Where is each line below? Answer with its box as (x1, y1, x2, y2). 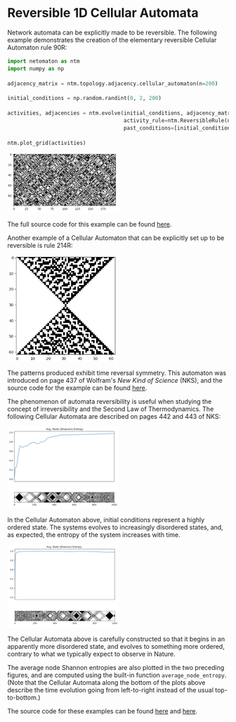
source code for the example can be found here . (7, 384, 147, 392)
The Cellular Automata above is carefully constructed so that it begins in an (7, 635, 225, 643)
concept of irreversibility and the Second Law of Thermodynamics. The (7, 405, 214, 413)
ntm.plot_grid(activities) (7, 139, 86, 146)
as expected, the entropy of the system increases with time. (7, 530, 181, 539)
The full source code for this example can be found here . (7, 220, 172, 228)
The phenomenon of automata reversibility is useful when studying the (7, 397, 212, 405)
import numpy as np (7, 65, 65, 72)
